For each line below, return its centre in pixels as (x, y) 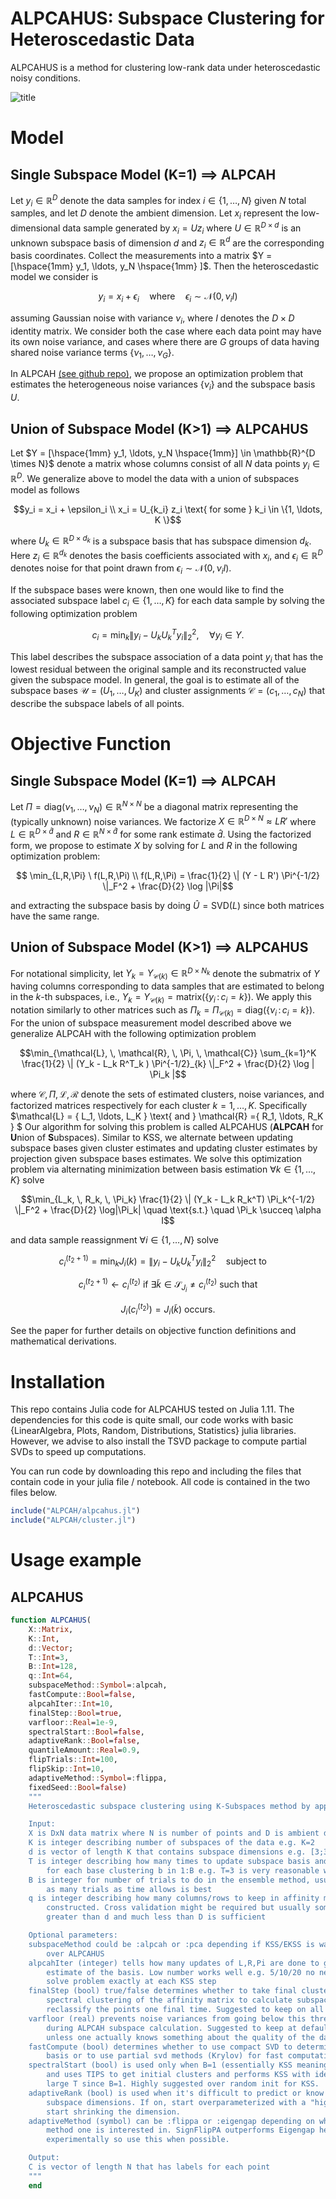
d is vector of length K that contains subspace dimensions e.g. (167, 1852)
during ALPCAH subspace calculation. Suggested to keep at (172, 2028)
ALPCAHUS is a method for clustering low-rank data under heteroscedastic (165, 67)
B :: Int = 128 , (53, 1667)
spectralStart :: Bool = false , (86, 1732)
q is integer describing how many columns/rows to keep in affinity (174, 1898)
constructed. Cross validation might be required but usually (178, 1908)
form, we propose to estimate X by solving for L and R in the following (154, 845)
